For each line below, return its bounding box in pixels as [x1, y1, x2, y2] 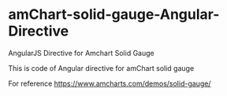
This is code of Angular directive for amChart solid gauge [8, 63, 195, 72]
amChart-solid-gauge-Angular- [8, 6, 220, 24]
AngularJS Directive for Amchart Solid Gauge [8, 48, 155, 57]
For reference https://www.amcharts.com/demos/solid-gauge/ [8, 79, 211, 88]
